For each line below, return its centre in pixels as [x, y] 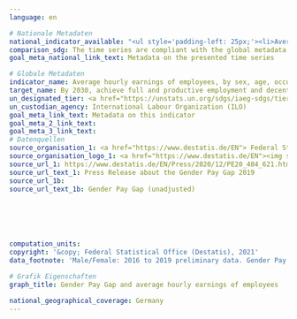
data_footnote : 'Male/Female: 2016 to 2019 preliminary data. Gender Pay [148, 261]
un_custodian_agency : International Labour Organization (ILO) [128, 107]
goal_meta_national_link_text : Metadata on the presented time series [142, 58]
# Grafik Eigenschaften [53, 276]
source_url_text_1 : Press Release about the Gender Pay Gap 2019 [132, 172]
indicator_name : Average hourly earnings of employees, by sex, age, [140, 82]
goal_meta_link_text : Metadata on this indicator [103, 115]
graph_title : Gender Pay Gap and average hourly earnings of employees [144, 285]
